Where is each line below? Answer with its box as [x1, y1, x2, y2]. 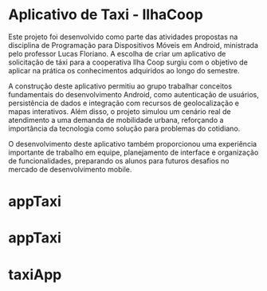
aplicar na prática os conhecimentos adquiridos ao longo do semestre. [8, 65, 241, 75]
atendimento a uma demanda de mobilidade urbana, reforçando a [8, 115, 224, 124]
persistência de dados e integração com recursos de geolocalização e [8, 98, 239, 108]
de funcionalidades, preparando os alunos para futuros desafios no [8, 155, 230, 165]
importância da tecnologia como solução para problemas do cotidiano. [8, 124, 241, 133]
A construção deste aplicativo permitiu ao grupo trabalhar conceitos [8, 81, 233, 91]
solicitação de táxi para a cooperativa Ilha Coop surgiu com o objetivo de [8, 57, 249, 67]
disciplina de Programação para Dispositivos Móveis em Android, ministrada [8, 40, 259, 49]
